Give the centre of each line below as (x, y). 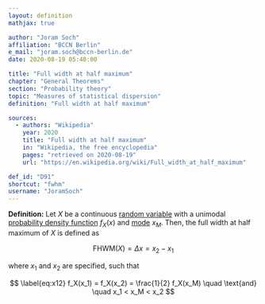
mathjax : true (32, 23)
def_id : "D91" (32, 177)
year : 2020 (40, 133)
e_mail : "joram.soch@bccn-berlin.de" (71, 53)
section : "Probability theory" (60, 88)
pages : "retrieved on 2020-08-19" (79, 155)
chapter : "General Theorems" (56, 81)
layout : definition (40, 16)
